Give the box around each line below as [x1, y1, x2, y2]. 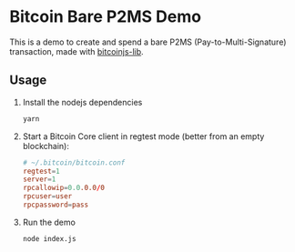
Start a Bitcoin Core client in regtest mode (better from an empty [22, 130, 265, 142]
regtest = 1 [22, 166, 61, 176]
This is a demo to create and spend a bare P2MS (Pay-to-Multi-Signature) [9, 36, 287, 47]
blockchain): [22, 140, 70, 151]
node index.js [22, 234, 76, 243]
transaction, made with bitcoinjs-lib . [9, 45, 144, 56]
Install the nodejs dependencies [22, 96, 143, 107]
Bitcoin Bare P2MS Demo [9, 6, 202, 27]
